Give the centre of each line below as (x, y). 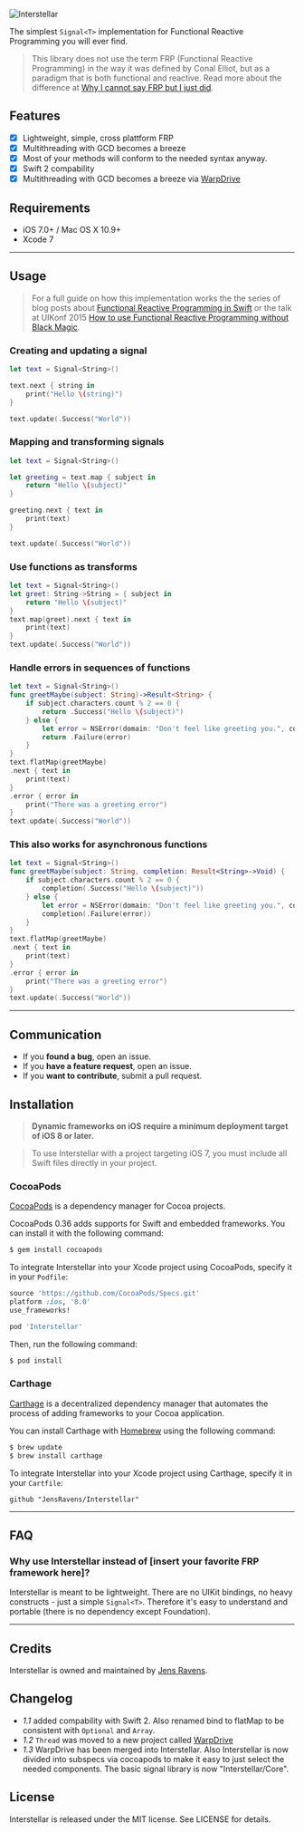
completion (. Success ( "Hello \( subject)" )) (123, 889)
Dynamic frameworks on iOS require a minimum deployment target (160, 1126)
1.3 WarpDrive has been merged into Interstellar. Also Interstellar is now (156, 1750)
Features (35, 116)
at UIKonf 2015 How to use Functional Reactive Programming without (160, 317)
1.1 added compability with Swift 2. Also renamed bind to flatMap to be (153, 1721)
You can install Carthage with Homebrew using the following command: (142, 1431)
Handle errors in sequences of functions (100, 668)
